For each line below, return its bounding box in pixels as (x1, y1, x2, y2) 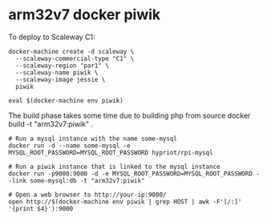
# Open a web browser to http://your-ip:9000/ (8, 191, 167, 199)
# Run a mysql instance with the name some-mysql (8, 135, 178, 143)
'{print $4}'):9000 (8, 204, 74, 213)
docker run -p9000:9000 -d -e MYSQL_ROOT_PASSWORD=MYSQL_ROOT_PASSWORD (8, 170, 253, 178)
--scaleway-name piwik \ (15, 68, 99, 77)
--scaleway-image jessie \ (15, 75, 106, 83)
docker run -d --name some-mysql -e (8, 142, 131, 150)
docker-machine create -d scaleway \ (8, 47, 135, 55)
